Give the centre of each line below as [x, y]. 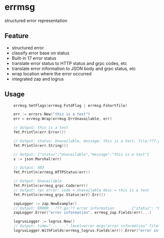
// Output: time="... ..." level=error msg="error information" [80, 226]
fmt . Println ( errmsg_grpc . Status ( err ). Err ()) [59, 195]
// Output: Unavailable [38, 181]
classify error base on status [40, 53]
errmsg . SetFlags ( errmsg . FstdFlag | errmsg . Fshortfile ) [70, 106]
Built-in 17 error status [34, 58]
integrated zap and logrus [38, 79]
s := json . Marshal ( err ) [38, 159]
